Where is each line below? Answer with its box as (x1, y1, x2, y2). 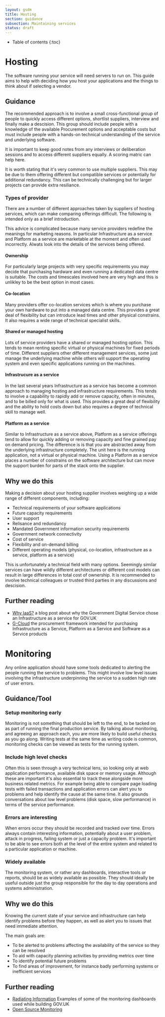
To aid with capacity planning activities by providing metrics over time (12, 953, 154, 959)
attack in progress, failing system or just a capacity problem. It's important (5, 835, 156, 841)
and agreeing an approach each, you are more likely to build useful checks (5, 731, 157, 737)
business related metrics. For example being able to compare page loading (5, 780, 157, 787)
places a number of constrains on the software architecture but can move (5, 457, 155, 464)
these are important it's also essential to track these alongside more (5, 775, 143, 781)
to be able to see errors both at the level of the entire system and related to (5, 841, 158, 847)
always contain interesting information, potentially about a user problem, (5, 831, 152, 836)
